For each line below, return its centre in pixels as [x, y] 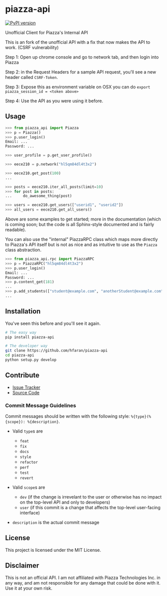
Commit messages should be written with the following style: [68, 416]
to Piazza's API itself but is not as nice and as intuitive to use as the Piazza [81, 245]
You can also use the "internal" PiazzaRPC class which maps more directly [82, 239]
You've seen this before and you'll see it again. [53, 323]
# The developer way [27, 346]
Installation [23, 311]
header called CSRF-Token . [32, 77]
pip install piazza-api [30, 337]
